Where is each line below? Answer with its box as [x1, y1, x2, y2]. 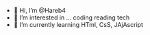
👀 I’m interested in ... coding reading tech [13, 13, 130, 22]
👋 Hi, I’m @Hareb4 [13, 7, 66, 14]
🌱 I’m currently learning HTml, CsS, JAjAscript [13, 21, 144, 28]
